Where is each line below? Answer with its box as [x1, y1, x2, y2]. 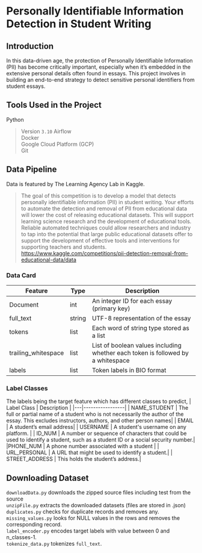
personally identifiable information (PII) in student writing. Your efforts [20, 198, 194, 205]
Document [9, 300, 39, 308]
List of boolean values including [92, 341, 182, 349]
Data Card [6, 271, 36, 280]
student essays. [6, 83, 46, 90]
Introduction [6, 41, 54, 51]
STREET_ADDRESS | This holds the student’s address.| [6, 455, 141, 463]
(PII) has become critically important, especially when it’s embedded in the [6, 63, 191, 70]
